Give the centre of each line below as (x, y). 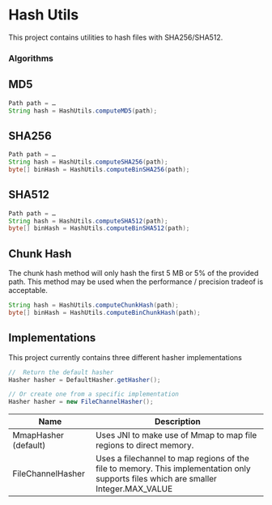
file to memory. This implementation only (173, 469)
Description (178, 422)
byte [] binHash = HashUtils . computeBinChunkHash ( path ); (104, 312)
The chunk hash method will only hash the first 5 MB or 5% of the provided (134, 274)
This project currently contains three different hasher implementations (125, 357)
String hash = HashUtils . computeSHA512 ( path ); (88, 221)
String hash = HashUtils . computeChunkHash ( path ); (94, 305)
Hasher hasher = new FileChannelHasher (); (81, 402)
